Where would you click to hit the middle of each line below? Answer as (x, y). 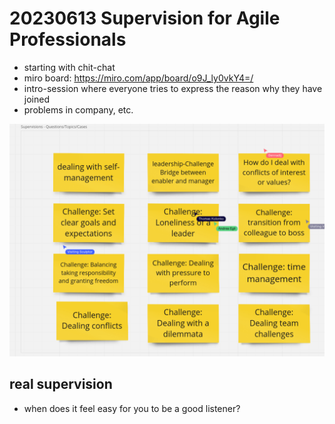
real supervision (61, 384)
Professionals (68, 39)
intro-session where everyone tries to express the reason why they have (173, 88)
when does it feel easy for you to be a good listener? (132, 408)
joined (36, 99)
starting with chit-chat (69, 67)
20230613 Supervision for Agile (145, 18)
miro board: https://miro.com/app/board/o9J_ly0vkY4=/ (138, 78)
